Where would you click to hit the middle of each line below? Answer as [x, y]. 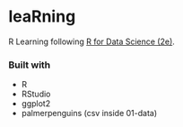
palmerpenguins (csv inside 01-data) [89, 113]
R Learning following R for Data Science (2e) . [92, 41]
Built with [30, 65]
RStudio [36, 94]
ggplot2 [36, 104]
